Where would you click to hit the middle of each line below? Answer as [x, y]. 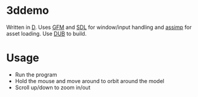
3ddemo [28, 11]
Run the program [36, 74]
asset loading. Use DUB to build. [46, 33]
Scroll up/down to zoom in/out [53, 87]
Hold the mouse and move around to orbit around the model [90, 81]
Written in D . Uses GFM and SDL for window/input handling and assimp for [99, 27]
